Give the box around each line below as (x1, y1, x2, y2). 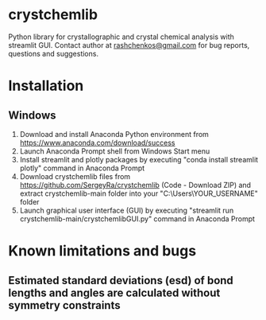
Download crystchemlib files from (19, 171, 131, 181)
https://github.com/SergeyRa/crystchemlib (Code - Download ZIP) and (19, 180, 252, 189)
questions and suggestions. (8, 49, 99, 58)
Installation (8, 77, 84, 95)
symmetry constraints (8, 299, 121, 312)
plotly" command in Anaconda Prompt (19, 163, 145, 173)
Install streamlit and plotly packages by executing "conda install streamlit (19, 154, 259, 164)
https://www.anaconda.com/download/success (19, 138, 175, 147)
